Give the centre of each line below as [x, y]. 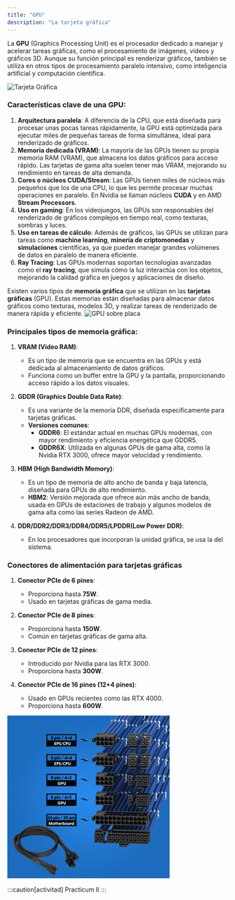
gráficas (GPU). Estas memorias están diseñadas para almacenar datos [111, 298]
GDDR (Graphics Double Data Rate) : [70, 397]
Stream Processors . [47, 202]
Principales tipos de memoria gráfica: [73, 331]
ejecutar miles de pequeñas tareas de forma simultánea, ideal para [114, 135]
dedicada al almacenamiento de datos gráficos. [96, 368]
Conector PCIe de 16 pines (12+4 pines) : [77, 685]
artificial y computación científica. [56, 73]
